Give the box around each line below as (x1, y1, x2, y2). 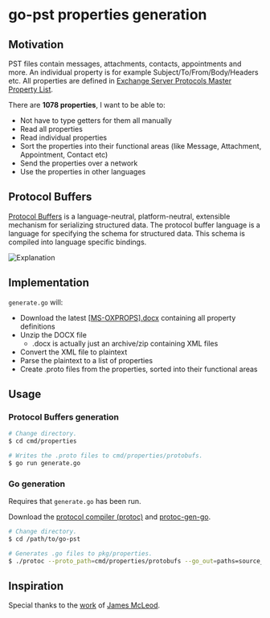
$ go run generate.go (8, 459, 81, 467)
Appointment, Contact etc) (19, 150, 108, 159)
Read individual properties (19, 133, 107, 142)
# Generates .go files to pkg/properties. (8, 549, 153, 558)
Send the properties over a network (19, 158, 138, 168)
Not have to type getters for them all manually (19, 116, 173, 125)
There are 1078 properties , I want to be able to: (8, 100, 166, 109)
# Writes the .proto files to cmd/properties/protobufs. (8, 452, 203, 460)
